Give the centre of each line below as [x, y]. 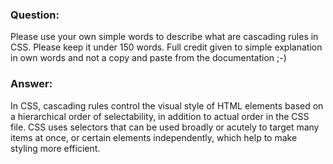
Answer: [31, 84]
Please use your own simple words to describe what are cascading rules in [164, 37]
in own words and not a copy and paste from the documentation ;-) [148, 58]
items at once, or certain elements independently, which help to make [154, 137]
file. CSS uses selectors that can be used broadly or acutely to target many [165, 127]
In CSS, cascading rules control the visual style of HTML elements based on [167, 105]
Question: [35, 15]
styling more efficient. [55, 148]
